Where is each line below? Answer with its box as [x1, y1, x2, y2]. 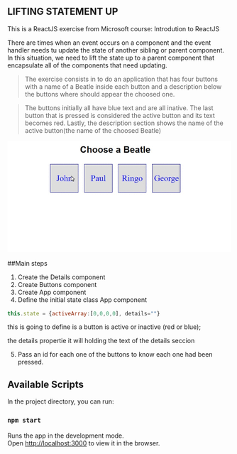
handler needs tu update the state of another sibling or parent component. [7, 45, 225, 54]
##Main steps [7, 259, 48, 267]
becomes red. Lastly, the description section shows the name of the [24, 119, 224, 127]
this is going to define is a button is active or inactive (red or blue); [7, 323, 201, 331]
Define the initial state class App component [17, 295, 148, 304]
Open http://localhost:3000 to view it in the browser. [7, 438, 160, 447]
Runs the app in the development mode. [7, 431, 124, 440]
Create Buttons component [17, 280, 97, 288]
